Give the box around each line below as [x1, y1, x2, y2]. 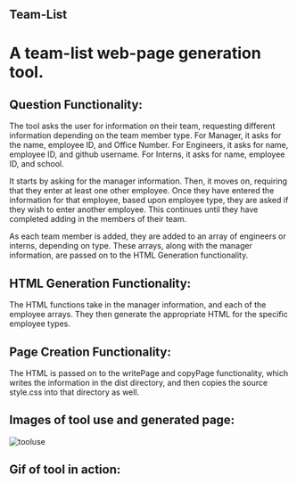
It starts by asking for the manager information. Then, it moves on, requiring [9, 176, 288, 186]
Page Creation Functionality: [9, 344, 171, 359]
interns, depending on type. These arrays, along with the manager [9, 241, 252, 251]
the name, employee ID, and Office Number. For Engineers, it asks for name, [9, 140, 289, 151]
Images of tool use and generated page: [9, 413, 235, 428]
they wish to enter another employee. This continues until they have [9, 204, 259, 215]
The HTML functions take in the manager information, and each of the [9, 299, 267, 310]
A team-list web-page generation [9, 43, 261, 63]
